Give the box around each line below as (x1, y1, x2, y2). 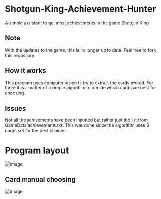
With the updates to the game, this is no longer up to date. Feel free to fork (5, 47, 156, 53)
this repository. (5, 52, 36, 58)
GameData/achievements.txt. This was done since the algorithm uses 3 (5, 122, 150, 128)
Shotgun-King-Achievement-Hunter (5, 3, 156, 15)
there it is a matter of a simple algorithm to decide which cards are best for (5, 85, 156, 90)
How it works (5, 66, 46, 75)
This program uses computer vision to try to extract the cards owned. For (5, 80, 154, 85)
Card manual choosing (5, 175, 76, 184)
